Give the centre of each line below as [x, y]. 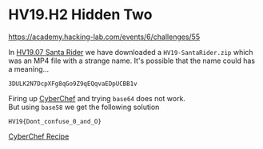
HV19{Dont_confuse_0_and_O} [55, 121]
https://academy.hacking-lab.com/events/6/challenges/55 [104, 37]
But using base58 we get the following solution [84, 107]
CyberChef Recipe [39, 136]
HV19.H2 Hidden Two [80, 15]
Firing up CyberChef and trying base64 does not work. [97, 98]
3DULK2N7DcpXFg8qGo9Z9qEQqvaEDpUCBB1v [73, 84]
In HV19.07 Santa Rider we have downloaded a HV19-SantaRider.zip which [131, 52]
